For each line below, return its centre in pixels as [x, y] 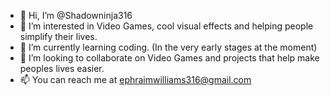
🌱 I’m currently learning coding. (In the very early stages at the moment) [168, 47]
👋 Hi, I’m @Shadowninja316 [76, 15]
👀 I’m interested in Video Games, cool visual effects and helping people [166, 26]
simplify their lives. [58, 36]
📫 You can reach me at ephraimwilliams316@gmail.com [135, 79]
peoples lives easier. [62, 68]
